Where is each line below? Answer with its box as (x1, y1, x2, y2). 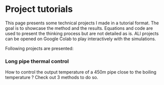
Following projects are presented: (5, 45, 74, 51)
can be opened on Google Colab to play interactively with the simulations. (5, 36, 157, 42)
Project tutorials (5, 3, 73, 15)
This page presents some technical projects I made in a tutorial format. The (5, 20, 159, 26)
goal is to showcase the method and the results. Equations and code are (5, 25, 153, 31)
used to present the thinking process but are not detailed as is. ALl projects (5, 30, 159, 36)
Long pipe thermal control (5, 58, 69, 65)
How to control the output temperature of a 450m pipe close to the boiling (5, 69, 157, 75)
